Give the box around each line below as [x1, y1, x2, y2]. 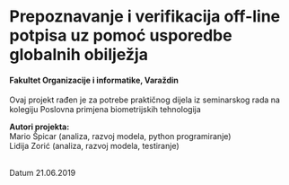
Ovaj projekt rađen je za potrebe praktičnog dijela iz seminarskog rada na [9, 94, 281, 105]
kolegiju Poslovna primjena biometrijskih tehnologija [9, 104, 202, 115]
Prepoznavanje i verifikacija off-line [9, 6, 281, 27]
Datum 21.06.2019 [9, 168, 76, 179]
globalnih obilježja [9, 45, 148, 65]
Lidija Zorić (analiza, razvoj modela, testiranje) [9, 141, 180, 152]
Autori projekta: [9, 121, 70, 132]
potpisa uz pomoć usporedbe [9, 25, 232, 46]
